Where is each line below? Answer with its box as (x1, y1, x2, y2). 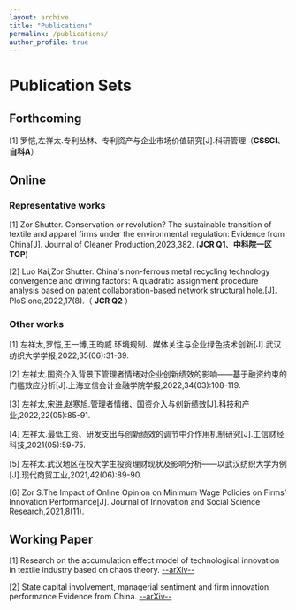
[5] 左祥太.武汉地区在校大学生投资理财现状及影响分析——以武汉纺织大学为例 (9, 459, 287, 469)
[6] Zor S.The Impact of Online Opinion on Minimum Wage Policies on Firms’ (9, 487, 287, 498)
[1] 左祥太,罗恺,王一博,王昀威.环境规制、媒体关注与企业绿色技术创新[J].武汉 (9, 339, 282, 350)
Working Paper (9, 531, 94, 546)
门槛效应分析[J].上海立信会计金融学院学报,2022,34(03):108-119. (9, 380, 241, 391)
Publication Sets (9, 76, 133, 95)
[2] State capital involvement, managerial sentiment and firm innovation (9, 582, 269, 592)
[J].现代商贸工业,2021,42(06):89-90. (9, 469, 143, 480)
